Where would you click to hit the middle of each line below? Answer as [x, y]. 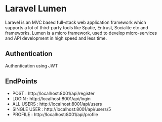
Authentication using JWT [32, 65]
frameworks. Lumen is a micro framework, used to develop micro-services [81, 33]
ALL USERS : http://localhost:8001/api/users [57, 104]
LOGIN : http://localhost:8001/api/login [51, 98]
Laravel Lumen [36, 9]
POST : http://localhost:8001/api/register [53, 93]
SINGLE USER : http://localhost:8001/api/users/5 [61, 109]
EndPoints [21, 82]
